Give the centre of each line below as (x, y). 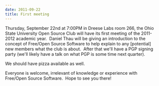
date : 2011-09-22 (23, 10)
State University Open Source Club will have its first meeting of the (73, 33)
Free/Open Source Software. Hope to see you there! (58, 78)
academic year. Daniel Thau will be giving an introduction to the (81, 38)
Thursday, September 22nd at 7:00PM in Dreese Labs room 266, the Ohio (79, 28)
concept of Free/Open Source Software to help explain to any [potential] (78, 43)
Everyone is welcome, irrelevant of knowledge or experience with (71, 73)
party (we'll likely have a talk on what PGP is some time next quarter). (75, 54)
